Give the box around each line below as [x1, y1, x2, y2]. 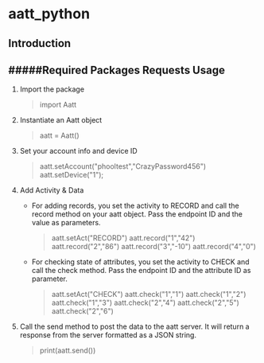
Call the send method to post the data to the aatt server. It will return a [19, 322, 250, 331]
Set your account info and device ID [19, 146, 138, 156]
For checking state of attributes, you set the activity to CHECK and [31, 257, 250, 267]
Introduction [8, 37, 72, 50]
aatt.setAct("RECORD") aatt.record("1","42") [51, 233, 196, 243]
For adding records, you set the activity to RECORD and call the [31, 201, 240, 211]
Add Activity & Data [19, 185, 84, 195]
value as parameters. [31, 218, 101, 228]
